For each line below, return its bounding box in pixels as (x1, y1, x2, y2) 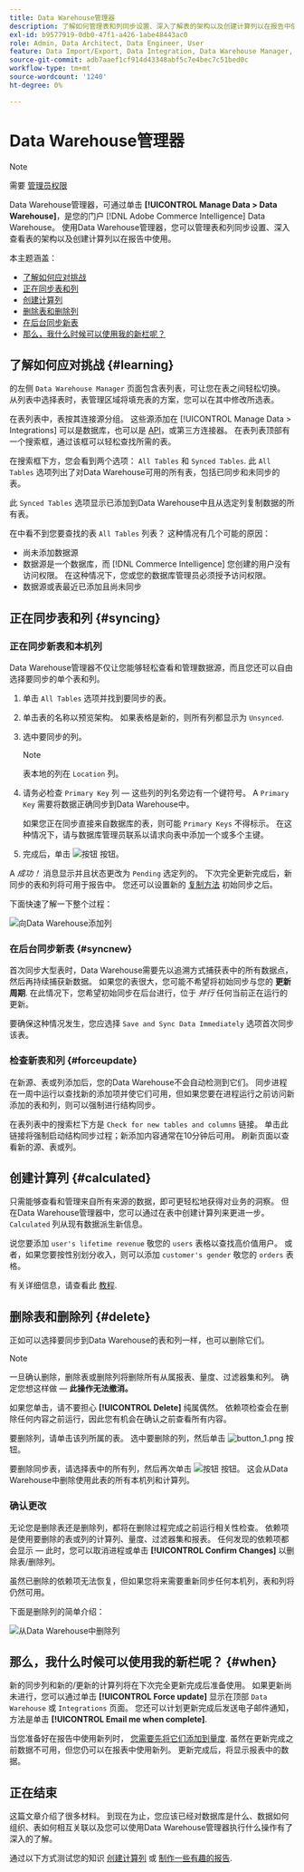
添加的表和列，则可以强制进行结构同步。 (9, 1099, 160, 1111)
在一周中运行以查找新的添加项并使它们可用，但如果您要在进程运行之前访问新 (9, 1088, 295, 1099)
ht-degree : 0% (9, 81, 63, 90)
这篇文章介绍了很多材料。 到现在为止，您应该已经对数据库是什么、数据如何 (9, 1810, 290, 1822)
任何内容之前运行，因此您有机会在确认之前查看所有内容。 (16, 1413, 232, 1424)
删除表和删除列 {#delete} (9, 1309, 151, 1324)
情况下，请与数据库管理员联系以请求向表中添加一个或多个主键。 (30, 829, 269, 840)
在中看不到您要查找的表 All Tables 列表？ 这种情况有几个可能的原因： (9, 528, 271, 539)
